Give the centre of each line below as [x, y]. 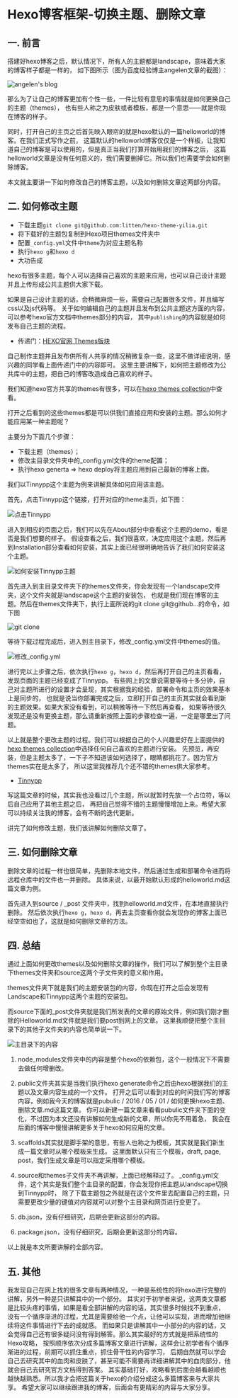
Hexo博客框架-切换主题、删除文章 [106, 15]
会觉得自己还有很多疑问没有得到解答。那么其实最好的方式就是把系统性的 [113, 1334]
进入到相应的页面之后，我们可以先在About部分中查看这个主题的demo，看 [114, 529]
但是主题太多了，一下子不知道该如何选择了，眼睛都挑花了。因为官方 [119, 757]
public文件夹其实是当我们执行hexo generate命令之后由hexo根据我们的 [120, 1084]
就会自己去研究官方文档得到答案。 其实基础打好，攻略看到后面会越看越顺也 [117, 1370]
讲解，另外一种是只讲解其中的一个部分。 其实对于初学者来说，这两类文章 [114, 1299]
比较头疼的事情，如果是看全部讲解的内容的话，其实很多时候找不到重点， [119, 1308]
